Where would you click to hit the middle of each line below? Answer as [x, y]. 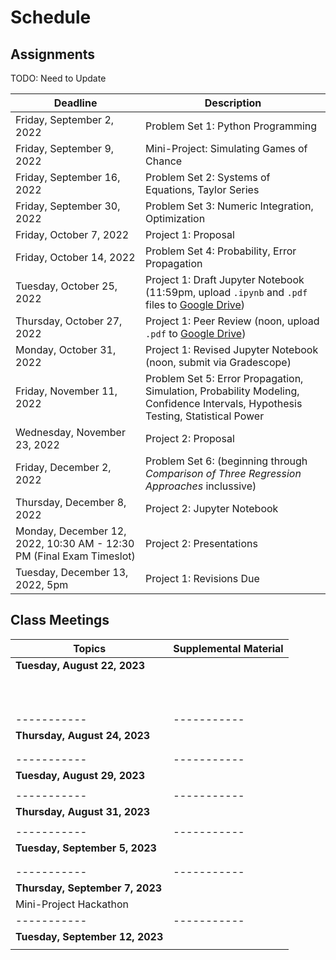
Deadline [75, 103]
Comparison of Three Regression [223, 473]
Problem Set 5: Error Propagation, [224, 378]
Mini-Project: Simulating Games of [226, 148]
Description [233, 103]
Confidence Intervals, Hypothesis [224, 403]
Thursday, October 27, [69, 321]
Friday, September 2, [65, 119]
